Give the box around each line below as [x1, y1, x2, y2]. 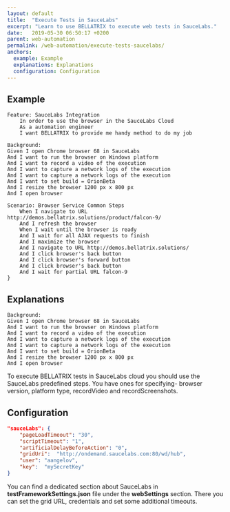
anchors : [7, 49, 32, 56]
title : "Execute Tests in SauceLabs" [7, 17, 118, 23]
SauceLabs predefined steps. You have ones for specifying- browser [7, 380, 203, 388]
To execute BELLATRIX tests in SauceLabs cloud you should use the [7, 372, 200, 380]
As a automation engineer [19, 124, 94, 131]
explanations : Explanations [13, 61, 94, 68]
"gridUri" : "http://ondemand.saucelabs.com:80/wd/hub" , [19, 451, 187, 457]
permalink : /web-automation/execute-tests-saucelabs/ [7, 42, 165, 49]
